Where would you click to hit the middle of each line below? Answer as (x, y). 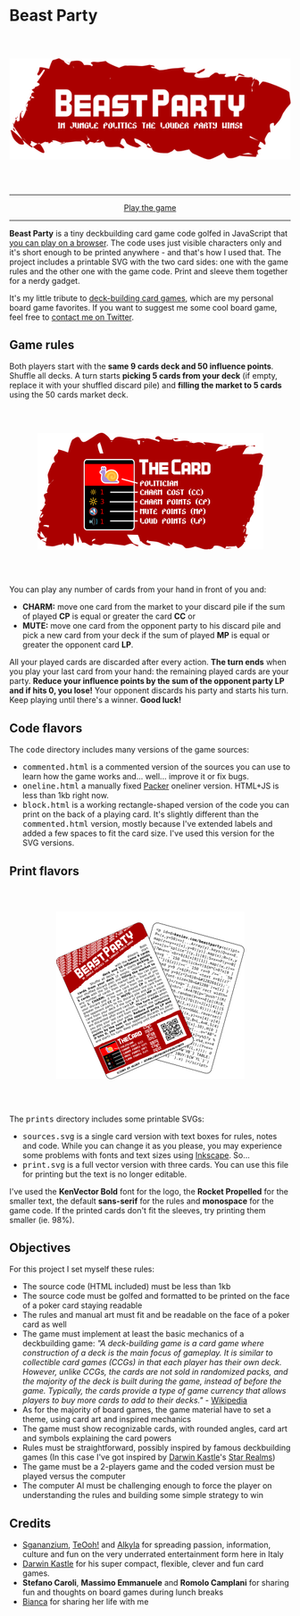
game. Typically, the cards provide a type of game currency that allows (154, 1391)
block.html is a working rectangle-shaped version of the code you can (156, 805)
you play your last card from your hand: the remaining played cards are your (149, 671)
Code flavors (46, 728)
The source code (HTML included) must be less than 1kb (126, 1287)
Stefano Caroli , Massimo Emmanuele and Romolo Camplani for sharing (156, 1583)
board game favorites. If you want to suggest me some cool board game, (143, 307)
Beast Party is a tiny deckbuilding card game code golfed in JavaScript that (149, 233)
